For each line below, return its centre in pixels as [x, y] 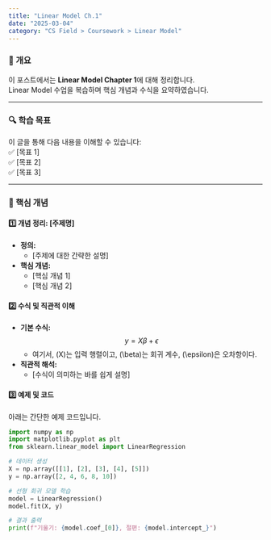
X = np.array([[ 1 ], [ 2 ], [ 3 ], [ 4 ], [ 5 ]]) [79, 469]
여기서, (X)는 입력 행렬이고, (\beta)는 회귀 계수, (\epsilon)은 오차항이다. [144, 354]
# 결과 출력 [25, 521]
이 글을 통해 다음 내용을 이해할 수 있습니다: [75, 141]
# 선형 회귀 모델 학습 [40, 491]
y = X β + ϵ [142, 341]
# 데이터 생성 [28, 462]
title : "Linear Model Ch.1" [56, 16]
